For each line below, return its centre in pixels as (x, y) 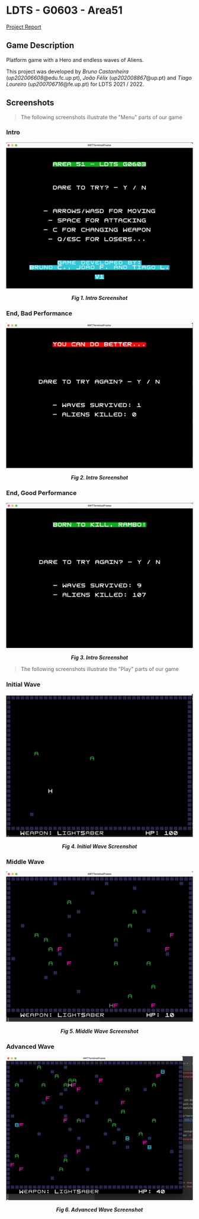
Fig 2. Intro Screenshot (99, 478)
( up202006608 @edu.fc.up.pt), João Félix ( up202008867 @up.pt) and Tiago (99, 77)
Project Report (24, 27)
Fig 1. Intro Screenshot (99, 297)
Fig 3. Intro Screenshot (99, 657)
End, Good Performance (41, 493)
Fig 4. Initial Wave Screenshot (99, 846)
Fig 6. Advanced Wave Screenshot (99, 1210)
